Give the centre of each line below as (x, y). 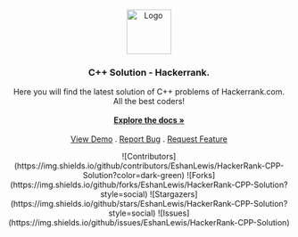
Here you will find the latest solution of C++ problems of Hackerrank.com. (149, 92)
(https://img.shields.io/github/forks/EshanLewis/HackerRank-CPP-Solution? (149, 185)
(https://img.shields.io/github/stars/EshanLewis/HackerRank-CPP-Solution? (149, 204)
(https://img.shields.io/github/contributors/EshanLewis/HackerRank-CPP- (149, 166)
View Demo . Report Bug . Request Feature (149, 139)
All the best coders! (149, 102)
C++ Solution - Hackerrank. (149, 72)
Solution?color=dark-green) (133, 176)
